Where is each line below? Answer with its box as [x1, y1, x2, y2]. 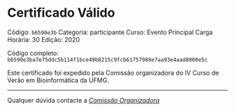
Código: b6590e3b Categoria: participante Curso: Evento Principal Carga [7, 28, 213, 36]
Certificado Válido [7, 5, 115, 21]
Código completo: [7, 49, 59, 57]
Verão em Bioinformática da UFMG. [7, 75, 110, 84]
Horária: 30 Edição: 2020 [7, 35, 80, 43]
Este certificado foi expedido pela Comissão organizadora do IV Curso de [7, 68, 219, 77]
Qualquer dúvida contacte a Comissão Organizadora [7, 96, 159, 104]
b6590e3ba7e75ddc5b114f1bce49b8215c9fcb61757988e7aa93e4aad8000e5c [7, 56, 208, 64]
